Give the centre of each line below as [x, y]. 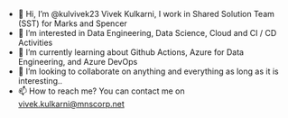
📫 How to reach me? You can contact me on [101, 91]
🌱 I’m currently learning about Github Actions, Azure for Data [131, 52]
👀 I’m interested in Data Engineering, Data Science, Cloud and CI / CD [147, 33]
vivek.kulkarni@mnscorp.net [71, 104]
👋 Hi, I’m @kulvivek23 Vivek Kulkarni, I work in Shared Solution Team [146, 14]
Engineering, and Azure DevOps [78, 62]
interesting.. [40, 81]
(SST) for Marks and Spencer [73, 23]
